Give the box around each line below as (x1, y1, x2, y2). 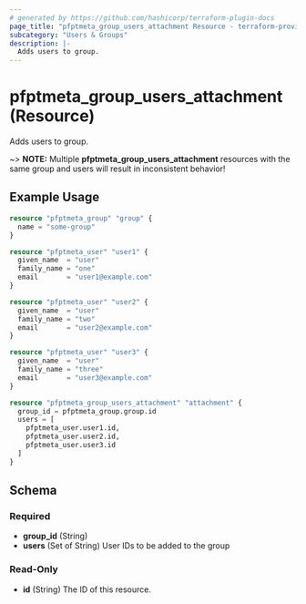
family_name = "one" (17, 264, 96, 273)
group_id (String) (22, 530, 88, 542)
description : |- (9, 38, 71, 48)
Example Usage (9, 189, 100, 205)
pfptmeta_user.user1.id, (25, 424, 120, 433)
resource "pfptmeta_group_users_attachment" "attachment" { (9, 398, 243, 407)
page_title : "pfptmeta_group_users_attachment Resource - (9, 22, 234, 31)
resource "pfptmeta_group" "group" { (9, 213, 153, 223)
